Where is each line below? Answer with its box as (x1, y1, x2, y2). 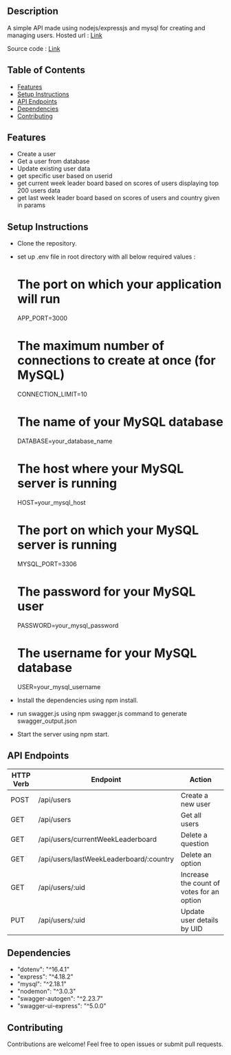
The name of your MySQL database (16, 414, 223, 430)
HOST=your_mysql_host (16, 499, 86, 506)
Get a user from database (16, 157, 90, 166)
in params (16, 201, 46, 209)
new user (180, 799, 211, 809)
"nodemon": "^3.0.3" (16, 987, 76, 996)
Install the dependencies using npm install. (16, 696, 139, 704)
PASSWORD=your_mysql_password (16, 621, 119, 629)
